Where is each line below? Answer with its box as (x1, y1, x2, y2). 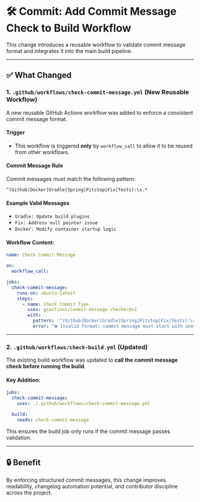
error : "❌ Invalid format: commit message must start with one (32, 324, 194, 330)
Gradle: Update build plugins (14, 214, 90, 220)
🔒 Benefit (6, 457, 41, 468)
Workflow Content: (6, 239, 55, 246)
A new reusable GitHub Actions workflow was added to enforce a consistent (6, 109, 193, 116)
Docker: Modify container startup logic (14, 227, 117, 233)
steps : (17, 296, 33, 302)
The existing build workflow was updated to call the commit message (6, 356, 178, 363)
